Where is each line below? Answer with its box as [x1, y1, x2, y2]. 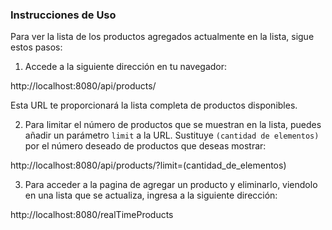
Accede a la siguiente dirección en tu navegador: [24, 61, 228, 73]
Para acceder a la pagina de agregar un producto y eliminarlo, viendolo [24, 179, 318, 191]
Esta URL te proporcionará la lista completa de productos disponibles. [10, 99, 298, 112]
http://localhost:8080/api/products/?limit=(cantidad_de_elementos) [10, 159, 287, 172]
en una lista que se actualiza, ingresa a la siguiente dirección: [24, 189, 278, 202]
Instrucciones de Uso [10, 8, 117, 22]
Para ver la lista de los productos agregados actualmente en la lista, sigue [10, 31, 315, 43]
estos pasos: [10, 41, 63, 53]
